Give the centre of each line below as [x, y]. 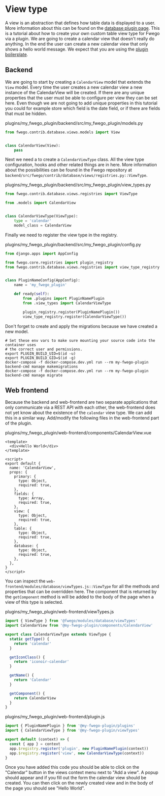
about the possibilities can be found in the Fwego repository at [68, 170]
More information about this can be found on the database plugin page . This [82, 28]
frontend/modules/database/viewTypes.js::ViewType [58, 587]
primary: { [25, 477]
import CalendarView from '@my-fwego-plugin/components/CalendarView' [79, 626]
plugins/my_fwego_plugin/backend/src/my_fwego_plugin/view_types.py [78, 185]
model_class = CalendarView [43, 225]
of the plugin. [18, 423]
